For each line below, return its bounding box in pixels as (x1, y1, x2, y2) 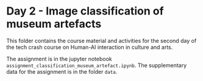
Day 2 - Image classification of (6, 4, 164, 18)
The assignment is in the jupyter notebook (6, 55, 112, 62)
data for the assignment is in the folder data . (6, 68, 118, 75)
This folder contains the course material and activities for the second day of (6, 37, 197, 44)
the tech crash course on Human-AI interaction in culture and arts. (6, 44, 173, 51)
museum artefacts (6, 17, 102, 31)
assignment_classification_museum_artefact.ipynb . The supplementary (6, 62, 187, 69)
